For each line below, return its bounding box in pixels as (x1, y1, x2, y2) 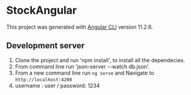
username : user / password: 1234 (14, 82, 101, 89)
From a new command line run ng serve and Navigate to (14, 69, 155, 76)
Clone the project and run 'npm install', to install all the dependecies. (14, 56, 186, 63)
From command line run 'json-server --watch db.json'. (14, 63, 150, 70)
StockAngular (6, 4, 77, 17)
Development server (6, 41, 85, 51)
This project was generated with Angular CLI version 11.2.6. (6, 23, 154, 30)
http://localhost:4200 (14, 76, 72, 82)
